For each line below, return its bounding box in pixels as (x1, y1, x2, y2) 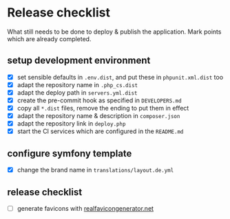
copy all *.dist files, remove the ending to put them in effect (17, 104, 189, 112)
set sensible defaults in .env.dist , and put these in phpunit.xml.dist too (17, 73, 224, 81)
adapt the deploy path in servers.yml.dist (17, 88, 138, 97)
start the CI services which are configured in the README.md (17, 127, 184, 135)
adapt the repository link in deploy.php (17, 119, 126, 128)
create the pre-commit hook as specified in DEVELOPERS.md (17, 96, 182, 104)
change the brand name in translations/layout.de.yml (17, 166, 174, 174)
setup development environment (7, 55, 151, 67)
